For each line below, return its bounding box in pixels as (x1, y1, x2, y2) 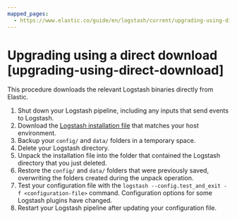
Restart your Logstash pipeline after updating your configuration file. (17, 204, 217, 212)
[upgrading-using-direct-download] (7, 62, 224, 78)
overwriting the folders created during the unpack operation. (17, 174, 194, 182)
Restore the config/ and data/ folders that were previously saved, (17, 166, 209, 175)
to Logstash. (17, 114, 54, 123)
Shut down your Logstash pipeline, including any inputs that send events (17, 106, 229, 115)
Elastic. (7, 93, 29, 101)
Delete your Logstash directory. (17, 144, 109, 152)
